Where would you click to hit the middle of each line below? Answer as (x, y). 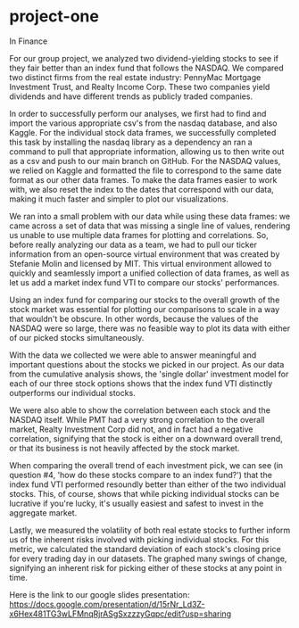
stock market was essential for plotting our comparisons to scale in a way (145, 309)
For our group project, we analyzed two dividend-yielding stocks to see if (144, 58)
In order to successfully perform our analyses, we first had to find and (138, 113)
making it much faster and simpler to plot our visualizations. (119, 199)
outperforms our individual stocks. (72, 392)
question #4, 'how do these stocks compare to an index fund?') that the (141, 475)
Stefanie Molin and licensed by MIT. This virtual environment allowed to (141, 263)
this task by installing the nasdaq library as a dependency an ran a (131, 142)
